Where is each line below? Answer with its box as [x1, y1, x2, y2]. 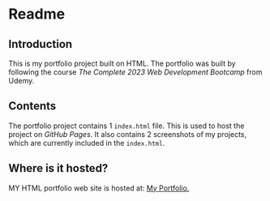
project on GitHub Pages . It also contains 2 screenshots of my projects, [8, 129, 247, 139]
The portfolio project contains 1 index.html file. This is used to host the [8, 121, 245, 130]
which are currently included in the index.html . [8, 138, 165, 148]
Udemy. [8, 76, 35, 85]
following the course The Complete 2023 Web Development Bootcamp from [8, 67, 263, 77]
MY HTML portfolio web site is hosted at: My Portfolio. [8, 183, 190, 193]
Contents [8, 99, 57, 113]
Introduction [8, 37, 73, 51]
